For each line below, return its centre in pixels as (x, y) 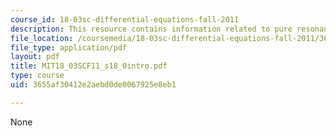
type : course (37, 76)
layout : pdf (35, 57)
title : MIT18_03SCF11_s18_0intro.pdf (89, 66)
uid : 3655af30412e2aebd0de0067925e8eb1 (93, 85)
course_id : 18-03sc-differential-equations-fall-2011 (125, 19)
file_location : (42, 38)
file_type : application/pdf (69, 47)
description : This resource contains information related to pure (151, 29)
